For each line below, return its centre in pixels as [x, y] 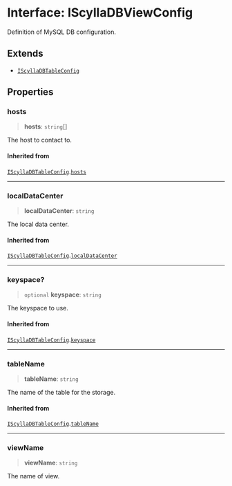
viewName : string [51, 463]
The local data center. [38, 224]
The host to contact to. [40, 140]
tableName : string [51, 379]
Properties [30, 92]
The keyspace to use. [38, 308]
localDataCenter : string [59, 211]
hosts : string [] [46, 127]
